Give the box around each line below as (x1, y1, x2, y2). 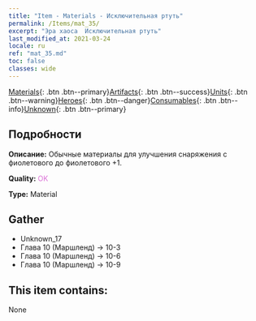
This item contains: (8, 283, 108, 297)
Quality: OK (8, 173, 49, 183)
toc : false (8, 58, 46, 66)
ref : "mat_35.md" (8, 49, 67, 58)
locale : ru (8, 42, 46, 50)
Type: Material (8, 189, 58, 199)
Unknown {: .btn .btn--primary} (24, 104, 127, 113)
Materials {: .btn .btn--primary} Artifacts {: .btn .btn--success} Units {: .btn (8, 87, 248, 96)
